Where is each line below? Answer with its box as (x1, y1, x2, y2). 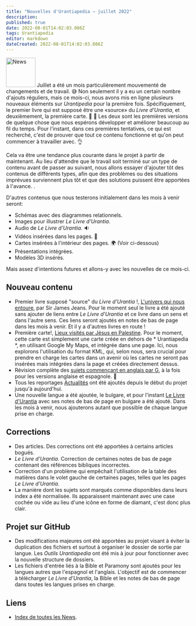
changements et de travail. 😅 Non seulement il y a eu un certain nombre (6, 87, 181, 94)
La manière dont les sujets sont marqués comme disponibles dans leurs (14, 486, 188, 493)
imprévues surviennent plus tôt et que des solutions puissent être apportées (6, 176, 190, 183)
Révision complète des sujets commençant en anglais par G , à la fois (14, 366, 180, 373)
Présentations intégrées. (14, 247, 74, 255)
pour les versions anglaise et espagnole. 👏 (14, 373, 117, 380)
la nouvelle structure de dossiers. (14, 556, 95, 563)
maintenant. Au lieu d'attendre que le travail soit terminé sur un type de (6, 158, 177, 165)
